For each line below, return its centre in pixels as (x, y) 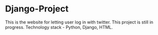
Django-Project (37, 9)
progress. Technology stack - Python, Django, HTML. (59, 27)
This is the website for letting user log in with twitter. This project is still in (79, 22)
